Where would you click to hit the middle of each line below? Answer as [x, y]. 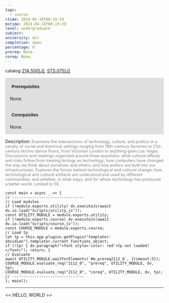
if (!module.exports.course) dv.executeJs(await [57, 220]
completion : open [23, 43]
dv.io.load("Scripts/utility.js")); [44, 211]
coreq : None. [19, 57]
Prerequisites [26, 87]
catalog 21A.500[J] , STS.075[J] [38, 71]
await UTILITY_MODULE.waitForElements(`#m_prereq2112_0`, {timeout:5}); [83, 259]
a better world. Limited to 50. [33, 184]
